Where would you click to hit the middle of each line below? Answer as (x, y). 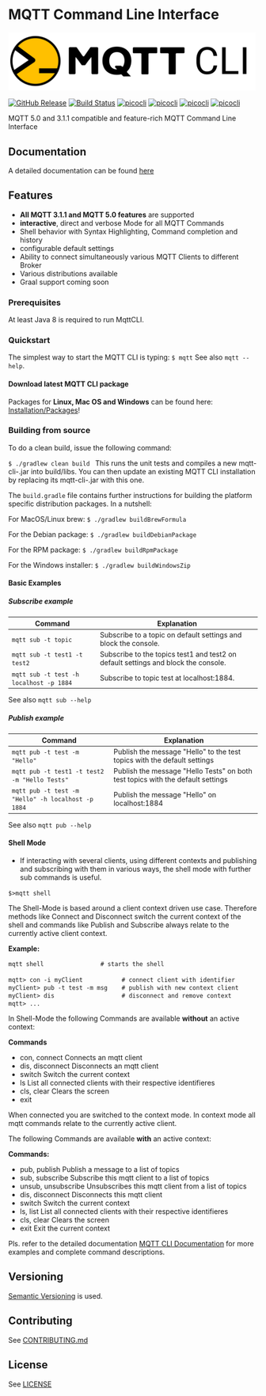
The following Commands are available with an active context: (110, 1139)
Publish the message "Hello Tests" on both (183, 771)
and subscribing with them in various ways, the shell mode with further (135, 869)
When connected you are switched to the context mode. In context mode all (132, 1115)
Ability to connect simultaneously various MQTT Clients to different (129, 257)
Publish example (36, 717)
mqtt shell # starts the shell (86, 964)
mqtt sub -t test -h (46, 675)
